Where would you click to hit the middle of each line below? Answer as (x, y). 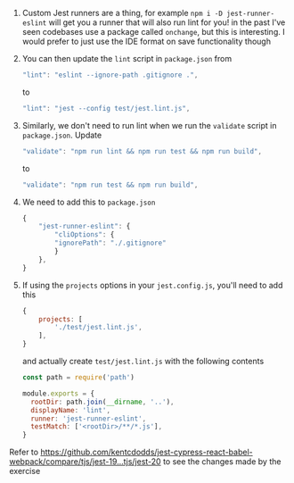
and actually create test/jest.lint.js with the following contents (143, 361)
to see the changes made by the (222, 462)
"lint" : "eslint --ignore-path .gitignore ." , (110, 75)
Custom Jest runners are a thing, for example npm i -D (122, 13)
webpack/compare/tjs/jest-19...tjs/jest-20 (86, 462)
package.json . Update (62, 135)
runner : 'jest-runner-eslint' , (89, 419)
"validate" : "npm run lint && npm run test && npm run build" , (142, 151)
